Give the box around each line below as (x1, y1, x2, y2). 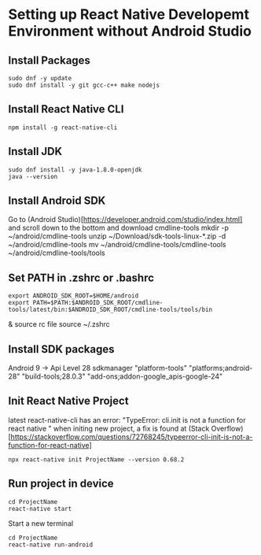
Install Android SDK (8, 194, 106, 208)
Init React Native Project (8, 394, 129, 408)
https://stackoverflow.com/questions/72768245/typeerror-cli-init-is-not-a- (10, 431, 253, 442)
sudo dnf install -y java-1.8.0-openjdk (8, 165, 143, 174)
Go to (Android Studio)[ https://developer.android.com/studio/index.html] (8, 215, 243, 224)
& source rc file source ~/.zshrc (8, 320, 110, 329)
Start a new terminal (8, 518, 74, 528)
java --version (8, 172, 58, 180)
